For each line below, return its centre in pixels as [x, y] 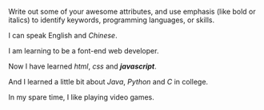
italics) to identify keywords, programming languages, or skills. [112, 20]
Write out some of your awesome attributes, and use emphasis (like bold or [132, 12]
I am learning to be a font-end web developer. [84, 51]
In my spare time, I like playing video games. [81, 97]
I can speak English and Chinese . [63, 35]
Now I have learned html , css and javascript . [83, 66]
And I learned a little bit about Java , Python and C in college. [108, 82]
